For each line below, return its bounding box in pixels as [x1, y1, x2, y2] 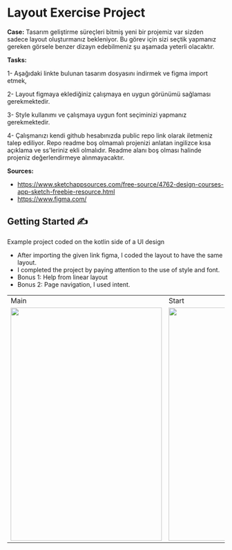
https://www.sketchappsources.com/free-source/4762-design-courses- [17, 180, 224, 188]
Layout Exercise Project [7, 5, 146, 21]
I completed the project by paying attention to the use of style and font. [17, 265, 220, 274]
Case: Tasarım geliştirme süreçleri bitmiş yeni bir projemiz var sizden [7, 28, 204, 36]
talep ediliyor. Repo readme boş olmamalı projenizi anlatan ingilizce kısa [7, 138, 211, 146]
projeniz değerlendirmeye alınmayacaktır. [7, 153, 125, 162]
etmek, [7, 76, 27, 84]
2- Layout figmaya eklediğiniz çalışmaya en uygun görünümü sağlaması [7, 90, 211, 98]
